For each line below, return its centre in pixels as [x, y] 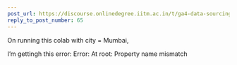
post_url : [22, 14]
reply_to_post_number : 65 [45, 20]
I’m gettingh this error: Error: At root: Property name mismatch [98, 54]
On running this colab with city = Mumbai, [68, 40]
